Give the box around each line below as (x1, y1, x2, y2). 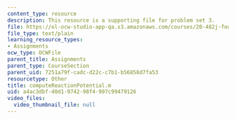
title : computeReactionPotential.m (7, 82, 112, 89)
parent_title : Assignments (7, 56, 86, 63)
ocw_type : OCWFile (7, 50, 61, 57)
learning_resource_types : (7, 36, 83, 43)
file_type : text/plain (7, 29, 74, 37)
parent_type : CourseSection (7, 62, 90, 69)
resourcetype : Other (7, 75, 68, 83)
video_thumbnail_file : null (13, 101, 96, 108)
